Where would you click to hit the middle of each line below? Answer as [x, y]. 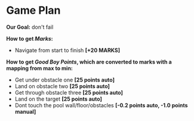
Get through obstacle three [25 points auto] [69, 92]
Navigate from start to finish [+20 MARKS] [67, 50]
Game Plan [33, 10]
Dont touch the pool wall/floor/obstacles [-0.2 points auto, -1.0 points [101, 105]
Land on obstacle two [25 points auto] [62, 86]
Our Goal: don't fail [30, 27]
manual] [25, 111]
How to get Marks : [30, 38]
